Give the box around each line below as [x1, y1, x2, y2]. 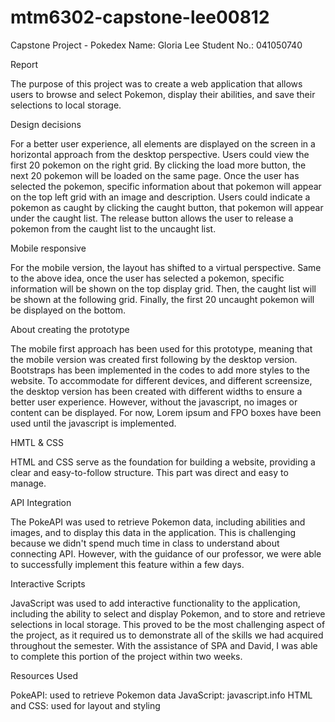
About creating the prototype [10, 323, 130, 335]
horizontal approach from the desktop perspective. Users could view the [10, 148, 310, 160]
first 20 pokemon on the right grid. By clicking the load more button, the [10, 159, 307, 171]
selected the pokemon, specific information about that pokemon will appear [10, 180, 322, 192]
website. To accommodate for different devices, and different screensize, [10, 374, 313, 386]
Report [10, 58, 39, 70]
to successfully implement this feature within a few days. [10, 558, 245, 570]
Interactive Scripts [10, 577, 86, 590]
